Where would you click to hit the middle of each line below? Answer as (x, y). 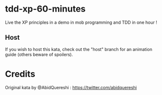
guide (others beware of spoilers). (39, 54)
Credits (20, 74)
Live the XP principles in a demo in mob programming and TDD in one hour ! (81, 22)
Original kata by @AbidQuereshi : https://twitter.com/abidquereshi (71, 87)
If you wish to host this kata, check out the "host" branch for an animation (79, 49)
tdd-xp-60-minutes (45, 9)
